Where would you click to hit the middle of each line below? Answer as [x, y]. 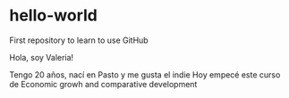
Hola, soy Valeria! [42, 57]
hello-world [54, 16]
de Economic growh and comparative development [103, 84]
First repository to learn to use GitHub [79, 40]
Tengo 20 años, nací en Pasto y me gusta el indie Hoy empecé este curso [145, 74]
